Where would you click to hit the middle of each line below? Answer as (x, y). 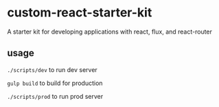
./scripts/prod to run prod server (55, 96)
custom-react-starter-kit (80, 13)
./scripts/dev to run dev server (52, 69)
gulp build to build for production (55, 83)
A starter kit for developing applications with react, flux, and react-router (110, 32)
